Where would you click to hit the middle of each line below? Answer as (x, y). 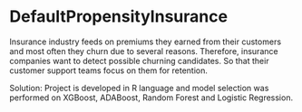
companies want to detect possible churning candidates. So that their (139, 61)
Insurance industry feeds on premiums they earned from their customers (146, 42)
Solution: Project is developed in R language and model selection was (139, 88)
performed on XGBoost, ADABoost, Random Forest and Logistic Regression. (151, 98)
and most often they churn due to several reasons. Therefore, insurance (144, 51)
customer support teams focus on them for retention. (109, 70)
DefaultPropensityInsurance (119, 17)
